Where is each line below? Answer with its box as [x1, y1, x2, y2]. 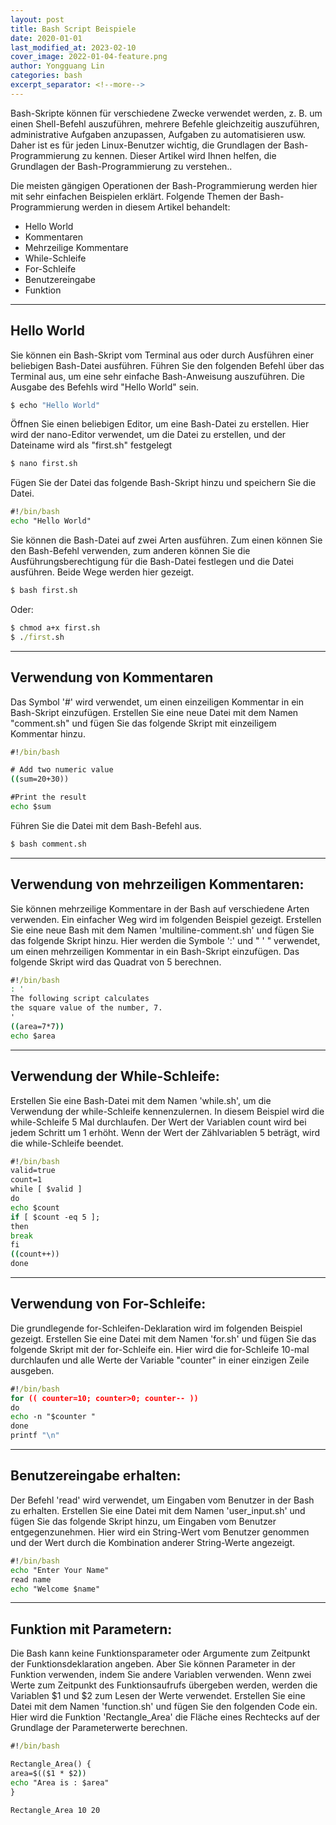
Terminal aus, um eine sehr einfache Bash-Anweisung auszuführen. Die [10, 370, 305, 382]
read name [10, 1574, 52, 1585]
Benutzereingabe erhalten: [10, 1467, 182, 1485]
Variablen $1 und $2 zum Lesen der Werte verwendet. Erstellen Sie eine [10, 1690, 306, 1702]
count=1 [10, 1175, 43, 1185]
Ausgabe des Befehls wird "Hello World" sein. [10, 381, 199, 393]
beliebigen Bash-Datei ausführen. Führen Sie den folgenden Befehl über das [10, 359, 325, 371]
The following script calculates [10, 994, 150, 1004]
